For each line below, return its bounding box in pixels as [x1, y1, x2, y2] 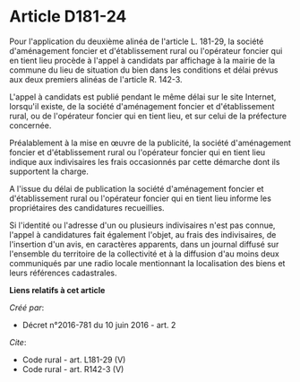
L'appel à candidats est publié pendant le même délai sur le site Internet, [9, 91, 277, 102]
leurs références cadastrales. [9, 267, 118, 278]
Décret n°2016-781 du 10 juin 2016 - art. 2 [21, 319, 176, 330]
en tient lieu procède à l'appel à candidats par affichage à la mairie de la [9, 55, 276, 65]
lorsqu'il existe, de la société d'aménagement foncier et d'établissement [9, 100, 275, 111]
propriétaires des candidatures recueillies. [9, 202, 165, 213]
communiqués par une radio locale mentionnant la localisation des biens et [9, 257, 286, 268]
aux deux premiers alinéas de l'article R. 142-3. [9, 74, 183, 84]
